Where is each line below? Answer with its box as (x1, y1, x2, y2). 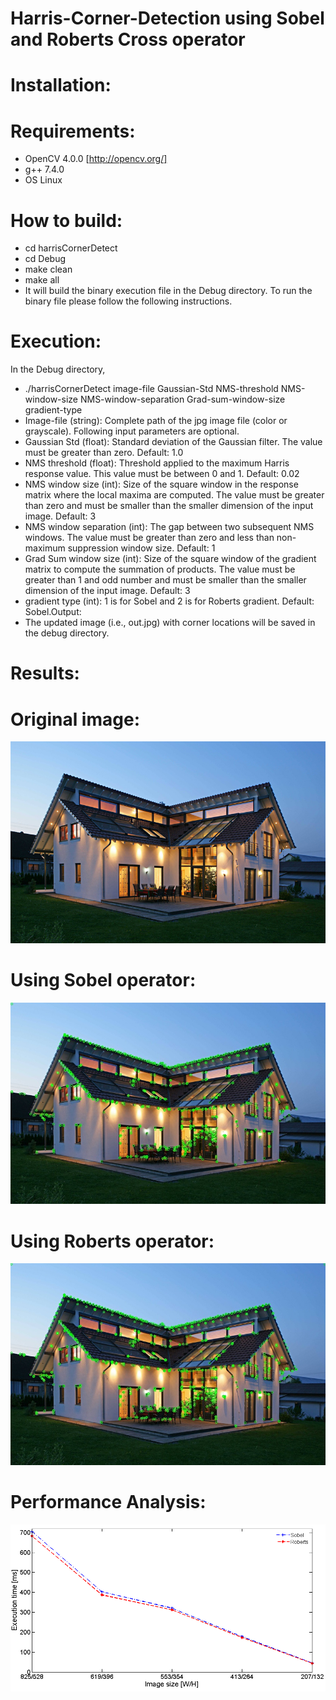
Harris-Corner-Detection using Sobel (10, 7, 325, 30)
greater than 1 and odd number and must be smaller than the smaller (24, 574, 307, 586)
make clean (24, 263, 73, 276)
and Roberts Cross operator (10, 28, 246, 51)
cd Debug (24, 253, 67, 265)
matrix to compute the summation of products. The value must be (24, 563, 296, 576)
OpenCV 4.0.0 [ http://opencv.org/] (24, 153, 168, 165)
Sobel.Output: (24, 606, 82, 618)
